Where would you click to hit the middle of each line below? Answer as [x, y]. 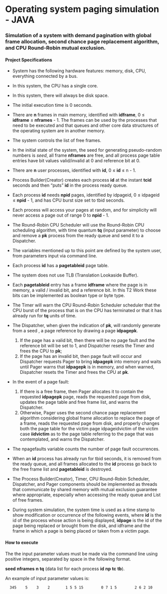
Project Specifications [29, 60]
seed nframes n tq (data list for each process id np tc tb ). [65, 569]
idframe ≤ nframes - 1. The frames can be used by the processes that [84, 120]
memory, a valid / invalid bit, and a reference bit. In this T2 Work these [84, 290]
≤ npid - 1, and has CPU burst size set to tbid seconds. [69, 200]
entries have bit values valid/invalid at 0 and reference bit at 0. [76, 161]
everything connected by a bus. [45, 76]
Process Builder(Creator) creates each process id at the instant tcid [82, 180]
